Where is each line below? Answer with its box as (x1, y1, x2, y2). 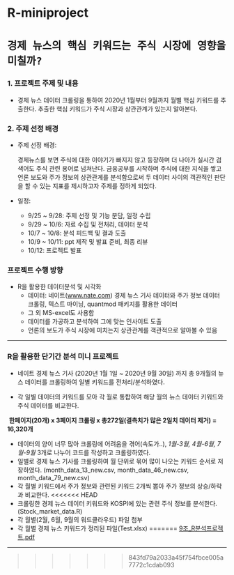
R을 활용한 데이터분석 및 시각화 (17, 282, 102, 291)
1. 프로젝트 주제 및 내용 (7, 79, 79, 89)
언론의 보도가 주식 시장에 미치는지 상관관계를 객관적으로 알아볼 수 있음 (27, 326, 218, 335)
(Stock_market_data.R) (17, 507, 83, 515)
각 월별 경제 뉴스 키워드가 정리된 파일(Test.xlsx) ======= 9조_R (17, 524, 196, 532)
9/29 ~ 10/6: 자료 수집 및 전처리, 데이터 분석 (27, 220, 148, 228)
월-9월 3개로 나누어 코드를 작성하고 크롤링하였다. (17, 448, 151, 457)
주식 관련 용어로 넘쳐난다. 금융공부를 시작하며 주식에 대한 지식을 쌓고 (36, 164, 222, 172)
